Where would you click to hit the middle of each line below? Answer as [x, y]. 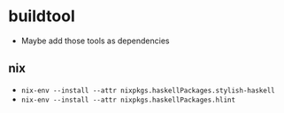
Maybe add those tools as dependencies [95, 41]
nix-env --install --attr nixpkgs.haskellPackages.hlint [128, 100]
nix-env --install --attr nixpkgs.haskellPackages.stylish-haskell [148, 90]
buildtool [42, 16]
